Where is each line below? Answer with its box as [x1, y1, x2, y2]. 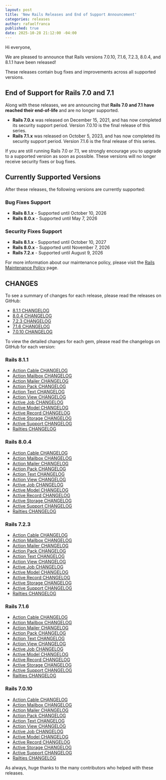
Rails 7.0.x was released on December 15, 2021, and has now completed [12, 117, 161, 123]
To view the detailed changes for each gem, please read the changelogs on [5, 338, 161, 345]
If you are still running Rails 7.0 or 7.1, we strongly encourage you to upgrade [5, 148, 162, 154]
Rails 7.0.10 [5, 685, 33, 692]
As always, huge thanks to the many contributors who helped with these [5, 765, 154, 771]
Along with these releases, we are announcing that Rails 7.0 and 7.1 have [5, 102, 155, 108]
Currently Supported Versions [5, 173, 101, 181]
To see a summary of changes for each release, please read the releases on [5, 293, 162, 299]
